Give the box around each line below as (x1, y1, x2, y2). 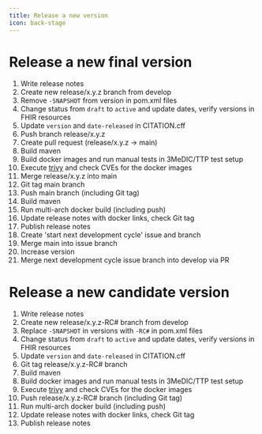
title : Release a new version (9, 11, 109, 20)
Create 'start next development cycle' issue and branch (20, 230, 201, 240)
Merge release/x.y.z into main (20, 172, 118, 181)
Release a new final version (9, 53, 193, 71)
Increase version (20, 247, 75, 257)
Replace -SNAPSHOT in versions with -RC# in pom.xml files (20, 326, 204, 336)
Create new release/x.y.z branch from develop (20, 88, 172, 97)
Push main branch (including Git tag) (20, 188, 140, 198)
